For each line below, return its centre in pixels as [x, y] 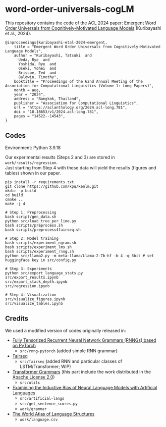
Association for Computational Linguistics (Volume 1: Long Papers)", [80, 86]
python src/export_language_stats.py [44, 273]
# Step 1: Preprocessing [31, 212]
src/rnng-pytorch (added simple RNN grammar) [69, 351]
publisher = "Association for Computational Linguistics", [76, 103]
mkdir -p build [21, 191]
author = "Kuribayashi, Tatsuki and [53, 55]
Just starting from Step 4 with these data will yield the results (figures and [81, 167]
